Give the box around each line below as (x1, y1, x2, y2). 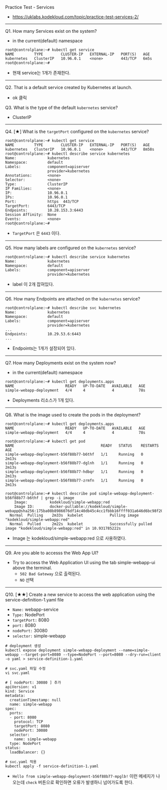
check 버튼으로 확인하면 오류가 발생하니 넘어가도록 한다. (25, 780, 134, 785)
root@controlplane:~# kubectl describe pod (5, 491, 97, 496)
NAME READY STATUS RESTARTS (5, 443, 159, 448)
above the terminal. (12, 565, 52, 571)
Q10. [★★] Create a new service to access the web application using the (5, 592, 155, 597)
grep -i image (45, 495, 75, 500)
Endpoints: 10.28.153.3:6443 (5, 208, 83, 213)
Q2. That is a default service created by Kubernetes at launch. (5, 85, 133, 90)
